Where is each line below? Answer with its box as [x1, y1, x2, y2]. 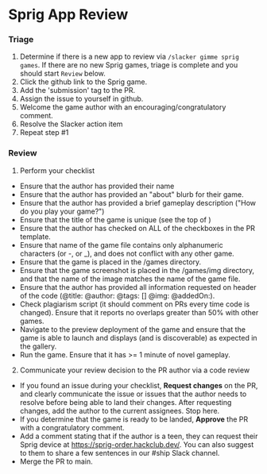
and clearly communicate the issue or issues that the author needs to [19, 389, 247, 399]
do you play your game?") [19, 206, 105, 216]
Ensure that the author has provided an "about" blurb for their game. [19, 189, 244, 199]
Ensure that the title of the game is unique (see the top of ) [19, 214, 212, 224]
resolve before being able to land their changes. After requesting [19, 397, 232, 407]
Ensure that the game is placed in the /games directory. [19, 256, 202, 267]
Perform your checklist [19, 165, 95, 175]
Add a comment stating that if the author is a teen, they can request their [19, 431, 258, 441]
